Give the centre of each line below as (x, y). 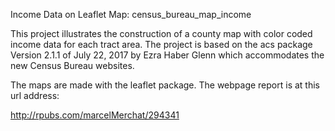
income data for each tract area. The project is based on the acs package (161, 44)
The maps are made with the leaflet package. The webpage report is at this (165, 85)
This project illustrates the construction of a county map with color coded (161, 33)
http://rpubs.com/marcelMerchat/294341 (95, 115)
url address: (35, 95)
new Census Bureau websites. (72, 65)
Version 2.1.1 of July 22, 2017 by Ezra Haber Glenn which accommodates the (167, 55)
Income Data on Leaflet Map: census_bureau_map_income (131, 14)
